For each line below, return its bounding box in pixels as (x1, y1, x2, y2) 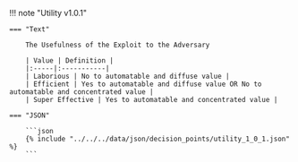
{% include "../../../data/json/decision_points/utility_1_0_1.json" (25, 134, 291, 143)
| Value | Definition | (25, 56, 115, 65)
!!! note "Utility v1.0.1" (9, 8, 88, 18)
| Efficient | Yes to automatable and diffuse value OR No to (25, 80, 262, 89)
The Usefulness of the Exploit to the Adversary (25, 40, 210, 49)
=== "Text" (9, 25, 50, 34)
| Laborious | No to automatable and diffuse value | (25, 72, 230, 81)
